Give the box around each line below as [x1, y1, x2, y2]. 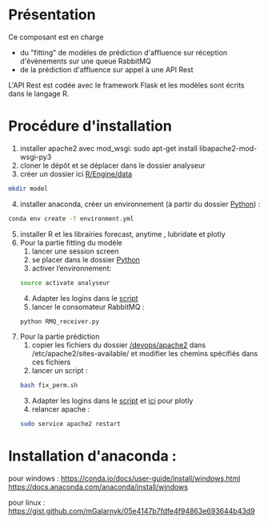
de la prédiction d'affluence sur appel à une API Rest [19, 64, 194, 74]
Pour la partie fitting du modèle [19, 238, 122, 247]
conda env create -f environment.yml [8, 214, 134, 222]
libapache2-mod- [198, 143, 258, 153]
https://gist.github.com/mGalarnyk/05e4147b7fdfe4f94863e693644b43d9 [8, 506, 255, 516]
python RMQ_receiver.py [19, 317, 100, 326]
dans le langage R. [8, 88, 70, 98]
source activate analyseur [19, 278, 110, 286]
